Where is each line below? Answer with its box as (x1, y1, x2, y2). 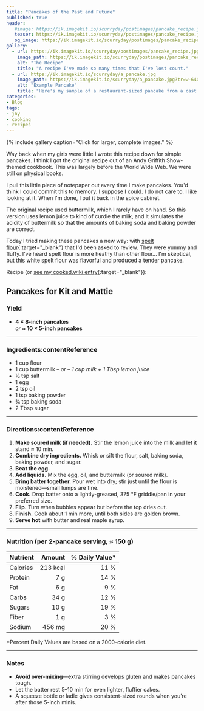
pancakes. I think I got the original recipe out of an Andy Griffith (6, 157, 166, 164)
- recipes (6, 122, 32, 128)
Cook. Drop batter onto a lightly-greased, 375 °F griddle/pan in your (15, 490, 186, 498)
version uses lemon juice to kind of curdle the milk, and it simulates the (6, 213, 184, 220)
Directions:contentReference (6, 425, 94, 434)
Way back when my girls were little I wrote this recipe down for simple (6, 150, 182, 158)
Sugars (9, 603, 30, 611)
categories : (6, 94, 36, 100)
